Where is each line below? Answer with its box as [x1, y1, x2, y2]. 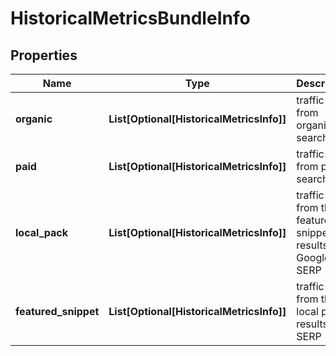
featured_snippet [15, 305, 100, 318]
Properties [10, 47, 78, 64]
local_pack [15, 226, 69, 239]
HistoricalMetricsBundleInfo [10, 7, 251, 30]
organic [15, 112, 53, 126]
